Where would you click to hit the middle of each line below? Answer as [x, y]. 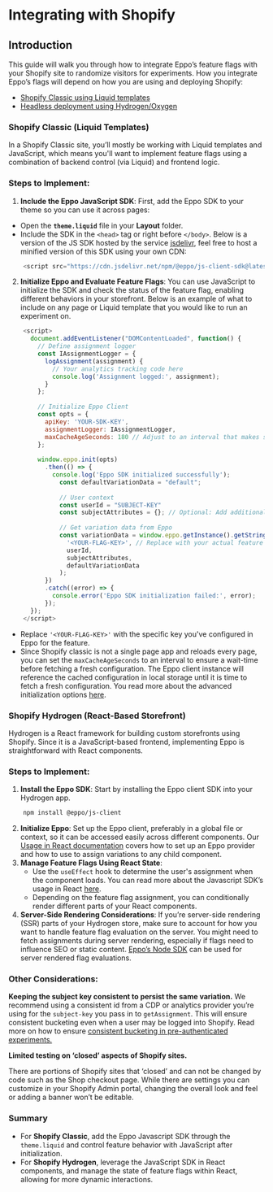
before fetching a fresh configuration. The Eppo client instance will [132, 668]
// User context [87, 498]
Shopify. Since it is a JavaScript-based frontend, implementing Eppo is [127, 742]
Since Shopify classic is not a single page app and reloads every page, [139, 651]
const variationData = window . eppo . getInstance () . [147, 535]
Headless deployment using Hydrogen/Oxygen [99, 106]
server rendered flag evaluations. [76, 958]
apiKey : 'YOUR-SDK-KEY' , [87, 422]
